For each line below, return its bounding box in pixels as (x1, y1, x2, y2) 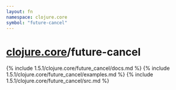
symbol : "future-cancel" (6, 20, 68, 25)
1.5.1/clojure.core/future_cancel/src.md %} (6, 78, 110, 85)
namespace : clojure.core (6, 14, 68, 20)
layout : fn (6, 8, 33, 15)
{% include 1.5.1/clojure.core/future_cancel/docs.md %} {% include (6, 65, 170, 72)
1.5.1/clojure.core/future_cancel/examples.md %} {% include (6, 71, 153, 78)
